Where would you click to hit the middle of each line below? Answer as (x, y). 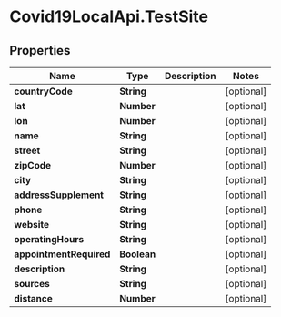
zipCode (33, 165)
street (27, 150)
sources (32, 284)
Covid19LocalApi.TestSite (109, 17)
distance (33, 298)
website (32, 225)
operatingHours (49, 239)
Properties (40, 51)
